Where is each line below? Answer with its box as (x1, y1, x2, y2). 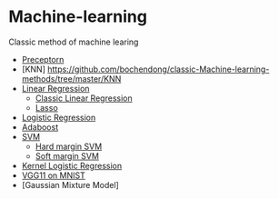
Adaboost (21, 121, 59, 133)
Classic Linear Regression (35, 93, 133, 104)
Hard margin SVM (35, 141, 103, 152)
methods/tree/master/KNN (21, 73, 122, 84)
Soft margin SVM (35, 150, 99, 161)
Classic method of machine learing (8, 36, 139, 47)
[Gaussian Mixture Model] (21, 179, 119, 190)
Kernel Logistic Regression (21, 160, 123, 171)
